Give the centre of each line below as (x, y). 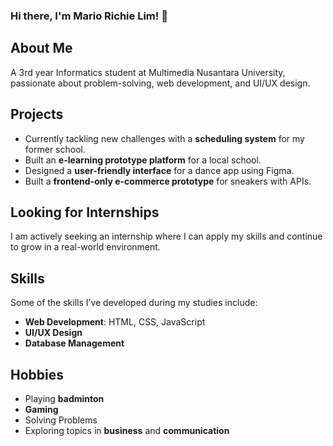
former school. (55, 149)
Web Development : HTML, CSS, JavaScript (115, 322)
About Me (41, 48)
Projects (37, 114)
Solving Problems (61, 420)
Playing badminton (64, 398)
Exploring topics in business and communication (127, 430)
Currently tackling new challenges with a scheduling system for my (164, 138)
